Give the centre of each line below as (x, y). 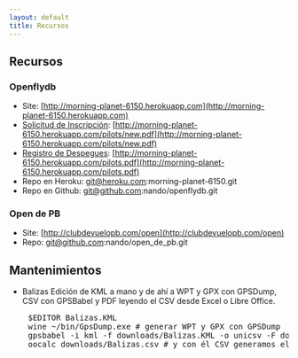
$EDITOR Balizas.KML (72, 318)
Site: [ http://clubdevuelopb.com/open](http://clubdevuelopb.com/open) (153, 233)
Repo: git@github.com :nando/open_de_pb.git (105, 242)
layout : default (39, 17)
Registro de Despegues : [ (68, 153)
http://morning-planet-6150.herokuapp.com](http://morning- (154, 106)
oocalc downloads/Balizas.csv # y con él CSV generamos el (159, 345)
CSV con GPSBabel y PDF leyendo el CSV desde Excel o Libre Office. (149, 301)
